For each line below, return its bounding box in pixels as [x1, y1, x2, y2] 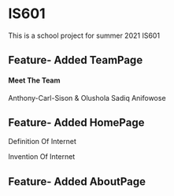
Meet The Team [8, 76, 61, 85]
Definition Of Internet [8, 137, 77, 146]
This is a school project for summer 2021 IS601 [8, 31, 160, 40]
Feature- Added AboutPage [8, 175, 146, 188]
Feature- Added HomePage [8, 116, 145, 129]
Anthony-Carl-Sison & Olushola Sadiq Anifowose [8, 93, 167, 102]
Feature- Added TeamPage [8, 54, 143, 67]
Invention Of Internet [8, 152, 76, 161]
